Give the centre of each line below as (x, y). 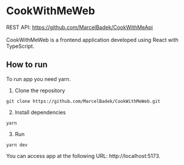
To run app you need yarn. (39, 79)
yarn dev (17, 145)
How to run (27, 65)
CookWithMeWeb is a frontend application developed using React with (93, 40)
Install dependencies (40, 112)
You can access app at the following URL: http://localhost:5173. (83, 156)
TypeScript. (20, 46)
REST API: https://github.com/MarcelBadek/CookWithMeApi (80, 27)
